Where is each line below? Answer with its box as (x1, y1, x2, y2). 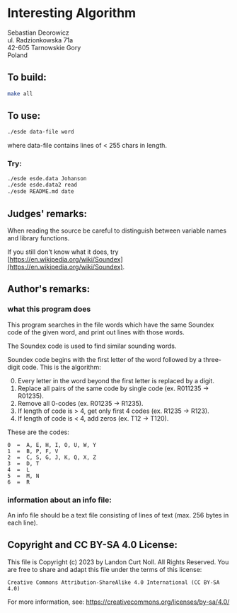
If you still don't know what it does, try (7, 247, 119, 256)
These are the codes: (7, 428, 69, 436)
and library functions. (7, 234, 70, 243)
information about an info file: (7, 495, 112, 505)
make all (7, 90, 33, 97)
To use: (7, 110, 41, 122)
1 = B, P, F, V (7, 448, 59, 455)
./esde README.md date (7, 188, 74, 195)
